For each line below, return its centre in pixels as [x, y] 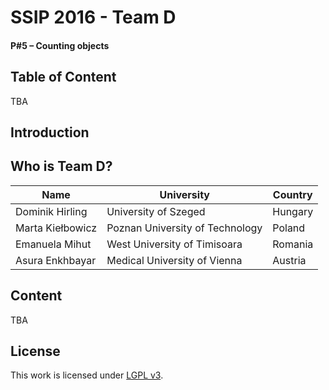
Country [292, 194]
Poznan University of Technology [184, 228]
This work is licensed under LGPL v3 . [87, 375]
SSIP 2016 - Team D [93, 17]
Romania [293, 244]
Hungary [293, 211]
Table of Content [63, 77]
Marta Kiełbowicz [56, 228]
